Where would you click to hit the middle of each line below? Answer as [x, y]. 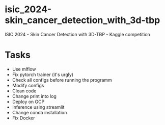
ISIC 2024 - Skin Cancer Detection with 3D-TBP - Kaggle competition [78, 34]
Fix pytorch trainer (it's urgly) [43, 74]
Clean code [24, 91]
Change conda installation [39, 112]
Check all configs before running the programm [62, 80]
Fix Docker [23, 118]
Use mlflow [24, 69]
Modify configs [28, 85]
